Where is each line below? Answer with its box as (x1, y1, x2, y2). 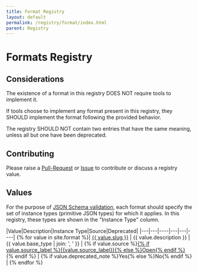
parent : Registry (6, 25, 49, 31)
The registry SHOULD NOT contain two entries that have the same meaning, (6, 125, 191, 132)
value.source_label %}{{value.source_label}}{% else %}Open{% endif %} (6, 246, 186, 253)
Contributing (6, 148, 54, 158)
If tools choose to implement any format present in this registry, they (6, 108, 173, 115)
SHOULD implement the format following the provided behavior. (6, 114, 161, 121)
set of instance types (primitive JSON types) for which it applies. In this (6, 209, 180, 216)
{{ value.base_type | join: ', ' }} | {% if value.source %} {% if (6, 240, 150, 247)
